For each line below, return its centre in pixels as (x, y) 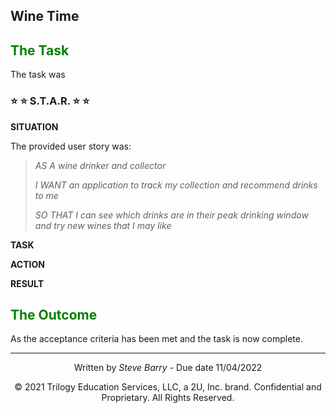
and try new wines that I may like (103, 225)
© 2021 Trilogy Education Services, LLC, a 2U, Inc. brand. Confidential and (168, 387)
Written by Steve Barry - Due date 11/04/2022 (168, 368)
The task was (38, 75)
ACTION (27, 264)
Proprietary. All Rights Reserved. (168, 398)
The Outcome (54, 314)
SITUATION (34, 126)
